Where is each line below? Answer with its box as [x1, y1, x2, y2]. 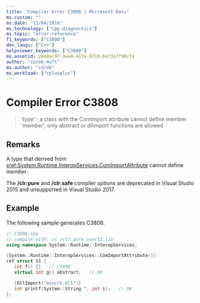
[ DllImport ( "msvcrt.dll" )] [14, 280, 82, 286]
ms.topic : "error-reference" [6, 31, 79, 37]
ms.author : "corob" [6, 64, 55, 71]
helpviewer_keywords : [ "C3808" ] [6, 48, 87, 54]
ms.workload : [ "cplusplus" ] [6, 70, 76, 76]
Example [6, 203, 39, 213]
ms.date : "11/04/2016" [6, 20, 63, 26]
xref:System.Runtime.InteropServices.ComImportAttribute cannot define [6, 162, 184, 168]
